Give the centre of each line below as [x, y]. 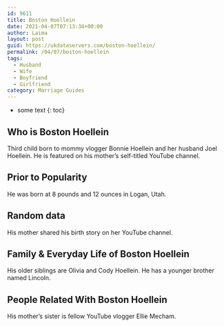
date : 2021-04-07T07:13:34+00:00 [55, 26]
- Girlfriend [32, 84]
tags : [15, 59]
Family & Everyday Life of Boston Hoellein [98, 254]
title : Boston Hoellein [41, 20]
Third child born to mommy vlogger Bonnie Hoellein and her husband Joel [112, 148]
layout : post [26, 39]
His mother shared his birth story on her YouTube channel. [90, 232]
